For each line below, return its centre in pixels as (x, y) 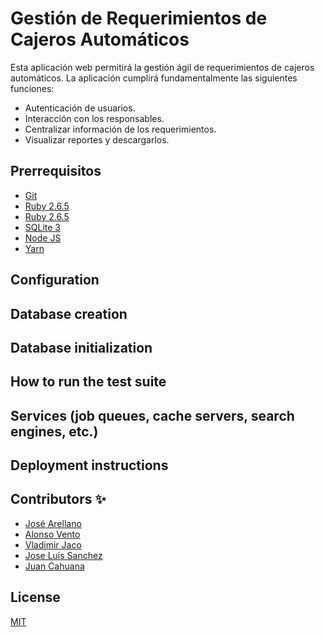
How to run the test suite (88, 382)
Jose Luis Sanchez (63, 555)
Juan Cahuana (54, 566)
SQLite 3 (42, 227)
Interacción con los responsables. (94, 118)
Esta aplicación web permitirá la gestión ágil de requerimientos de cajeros (162, 67)
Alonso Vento (52, 534)
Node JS (43, 238)
